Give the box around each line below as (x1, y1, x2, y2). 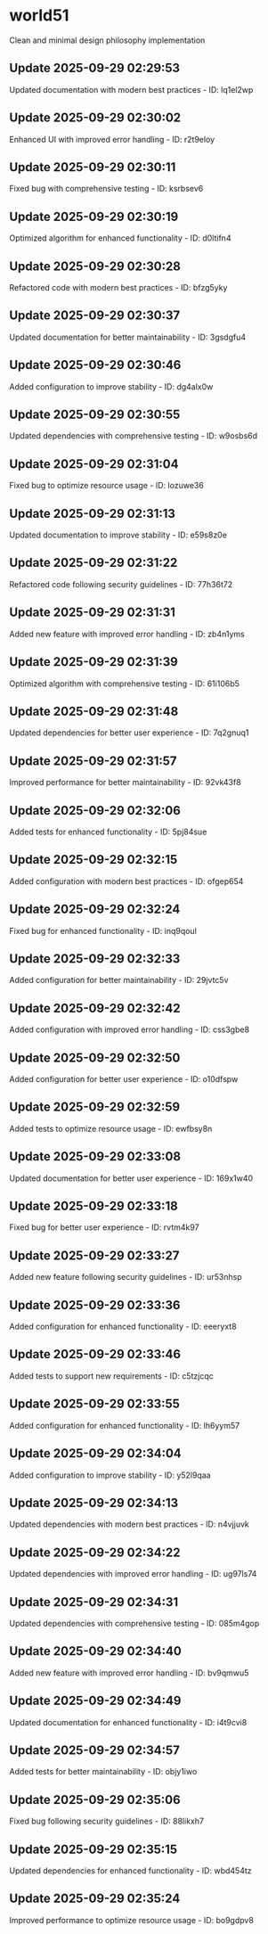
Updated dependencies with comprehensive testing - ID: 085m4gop (9, 1618, 260, 1628)
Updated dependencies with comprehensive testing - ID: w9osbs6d (9, 430, 258, 441)
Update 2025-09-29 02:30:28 (9, 258, 181, 274)
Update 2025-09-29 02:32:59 (9, 1100, 181, 1115)
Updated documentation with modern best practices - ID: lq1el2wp (9, 84, 254, 94)
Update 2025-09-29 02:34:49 (9, 1693, 182, 1709)
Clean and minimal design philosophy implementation (9, 35, 206, 45)
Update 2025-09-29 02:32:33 (9, 951, 181, 966)
